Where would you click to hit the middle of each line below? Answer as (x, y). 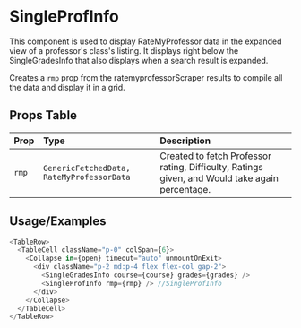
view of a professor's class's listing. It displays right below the (124, 50)
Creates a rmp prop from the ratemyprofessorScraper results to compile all (146, 77)
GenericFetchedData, (87, 168)
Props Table (43, 115)
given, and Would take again (219, 178)
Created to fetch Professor (215, 156)
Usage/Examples (58, 221)
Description (185, 141)
